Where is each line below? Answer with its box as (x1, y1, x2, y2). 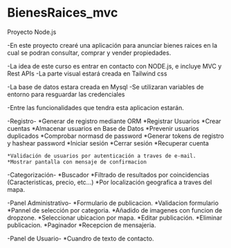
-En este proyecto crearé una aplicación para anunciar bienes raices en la (7, 41, 218, 49)
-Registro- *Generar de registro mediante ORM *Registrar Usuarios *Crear (7, 116, 221, 125)
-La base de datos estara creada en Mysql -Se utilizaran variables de (7, 82, 204, 91)
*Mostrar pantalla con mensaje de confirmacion (7, 158, 147, 166)
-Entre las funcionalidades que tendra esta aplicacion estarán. (7, 103, 185, 112)
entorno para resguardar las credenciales (7, 90, 125, 98)
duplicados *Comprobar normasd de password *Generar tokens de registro (7, 132, 225, 140)
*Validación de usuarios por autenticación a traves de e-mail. (7, 152, 196, 159)
